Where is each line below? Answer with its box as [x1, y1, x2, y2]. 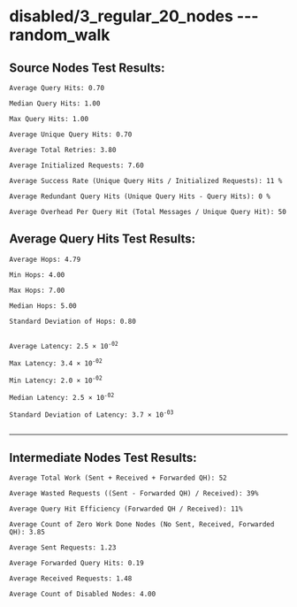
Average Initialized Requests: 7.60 [9, 161, 144, 170]
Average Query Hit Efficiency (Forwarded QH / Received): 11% [9, 504, 243, 514]
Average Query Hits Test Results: [9, 232, 196, 247]
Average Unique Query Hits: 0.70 [9, 130, 133, 139]
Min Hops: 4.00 [9, 270, 65, 280]
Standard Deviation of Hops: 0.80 [9, 317, 137, 326]
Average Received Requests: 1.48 [9, 574, 133, 583]
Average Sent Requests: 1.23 [9, 543, 117, 552]
